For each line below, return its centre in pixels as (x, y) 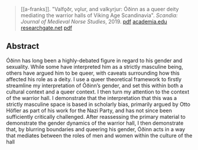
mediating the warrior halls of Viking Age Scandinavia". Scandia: (99, 15)
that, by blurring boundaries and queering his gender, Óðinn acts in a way (96, 129)
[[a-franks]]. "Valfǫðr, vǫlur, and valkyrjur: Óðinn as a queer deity (100, 9)
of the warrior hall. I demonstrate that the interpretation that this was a (92, 98)
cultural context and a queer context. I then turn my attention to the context (98, 92)
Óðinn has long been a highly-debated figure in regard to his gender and (94, 60)
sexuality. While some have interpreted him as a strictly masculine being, (95, 66)
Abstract (23, 46)
